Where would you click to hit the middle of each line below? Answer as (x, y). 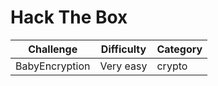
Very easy (123, 66)
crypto (172, 66)
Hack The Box (69, 17)
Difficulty (123, 49)
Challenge (53, 49)
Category (179, 49)
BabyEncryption (53, 66)
